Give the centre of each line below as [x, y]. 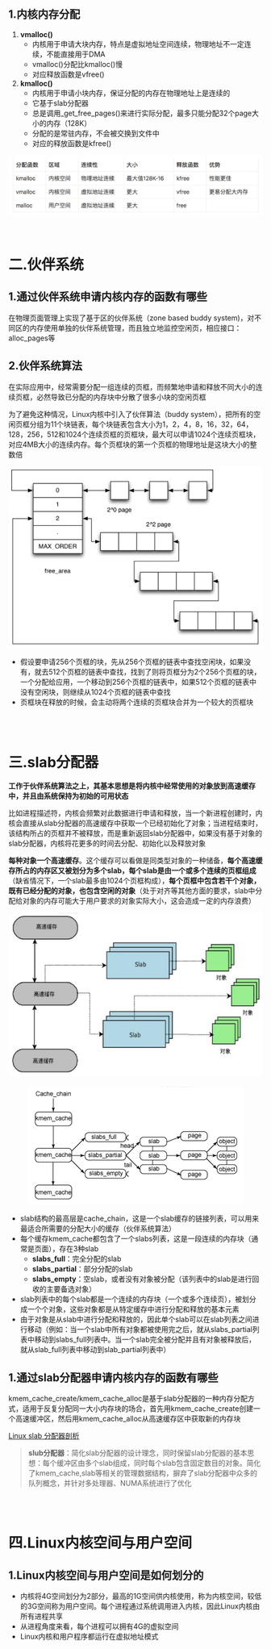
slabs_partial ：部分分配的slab [82, 1269]
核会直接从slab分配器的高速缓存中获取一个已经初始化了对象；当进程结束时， [135, 823]
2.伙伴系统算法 [46, 366]
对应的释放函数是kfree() [72, 143]
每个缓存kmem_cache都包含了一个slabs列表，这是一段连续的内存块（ [135, 1239]
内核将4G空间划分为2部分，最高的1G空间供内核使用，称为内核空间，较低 [141, 1597]
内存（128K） [69, 123]
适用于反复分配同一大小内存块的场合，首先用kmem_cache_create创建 [138, 1409]
